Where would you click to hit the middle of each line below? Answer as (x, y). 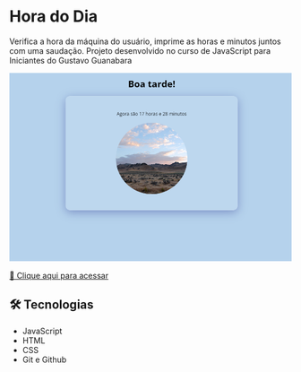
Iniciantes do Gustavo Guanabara (71, 60)
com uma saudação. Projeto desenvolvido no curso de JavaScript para (140, 50)
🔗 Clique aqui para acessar (59, 276)
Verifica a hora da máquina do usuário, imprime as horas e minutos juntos (145, 41)
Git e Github (44, 359)
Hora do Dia (54, 17)
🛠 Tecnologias (52, 305)
